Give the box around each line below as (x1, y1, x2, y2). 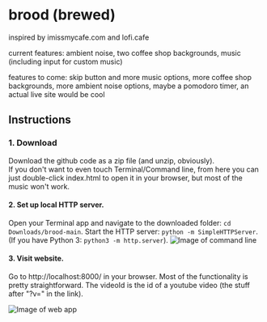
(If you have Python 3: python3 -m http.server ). (8, 235, 168, 244)
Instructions (8, 113, 71, 127)
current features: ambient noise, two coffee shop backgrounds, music (8, 48, 241, 57)
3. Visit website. (8, 253, 65, 264)
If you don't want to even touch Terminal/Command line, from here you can (8, 164, 259, 174)
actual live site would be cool (8, 89, 105, 99)
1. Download (8, 138, 58, 149)
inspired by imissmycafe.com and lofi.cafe (8, 32, 150, 42)
